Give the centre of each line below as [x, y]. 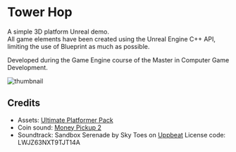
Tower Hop [40, 12]
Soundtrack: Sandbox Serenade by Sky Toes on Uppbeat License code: [122, 134]
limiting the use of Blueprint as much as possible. [79, 46]
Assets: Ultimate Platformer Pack [66, 120]
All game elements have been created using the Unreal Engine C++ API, [112, 39]
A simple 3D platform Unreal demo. [58, 32]
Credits [24, 103]
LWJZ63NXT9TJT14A [49, 142]
